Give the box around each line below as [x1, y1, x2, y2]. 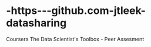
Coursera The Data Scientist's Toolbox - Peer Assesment [6, 35, 145, 42]
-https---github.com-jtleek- [6, 4, 146, 17]
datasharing [6, 16, 67, 30]
